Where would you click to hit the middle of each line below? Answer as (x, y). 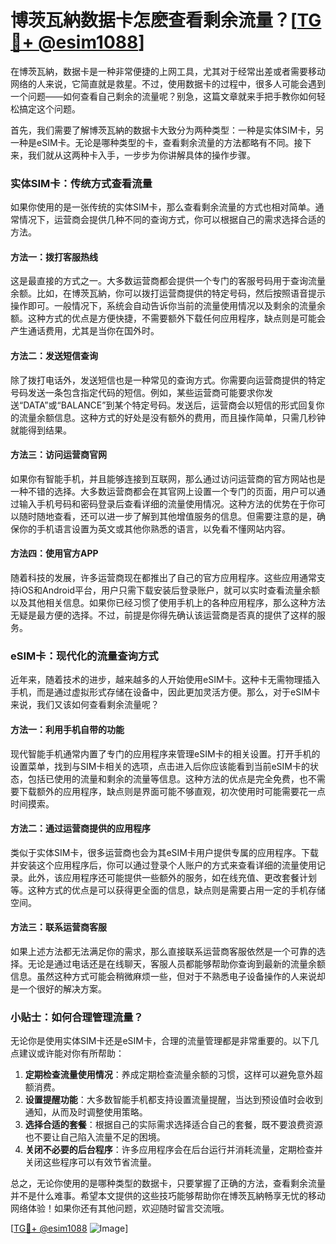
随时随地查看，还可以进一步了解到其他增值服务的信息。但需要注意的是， (167, 516)
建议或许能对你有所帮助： (71, 1053)
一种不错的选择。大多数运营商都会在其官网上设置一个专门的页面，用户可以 (163, 491)
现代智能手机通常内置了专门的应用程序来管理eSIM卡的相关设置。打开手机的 (165, 753)
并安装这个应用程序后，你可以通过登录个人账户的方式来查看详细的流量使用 (163, 865)
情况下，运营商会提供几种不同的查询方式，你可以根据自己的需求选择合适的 (172, 220)
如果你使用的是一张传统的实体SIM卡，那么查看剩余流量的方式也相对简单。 (163, 207)
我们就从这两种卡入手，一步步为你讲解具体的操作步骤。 (141, 155)
